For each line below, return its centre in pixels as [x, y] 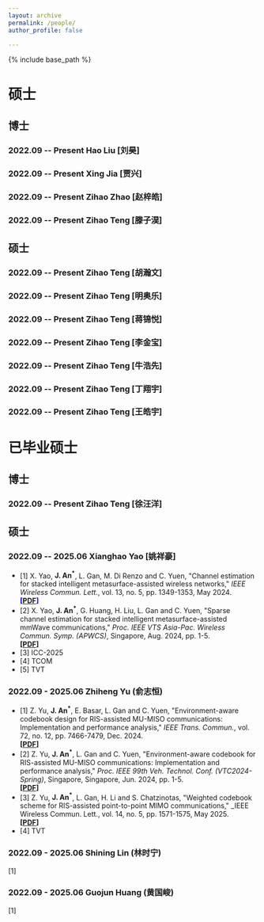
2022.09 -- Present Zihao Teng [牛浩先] [85, 365]
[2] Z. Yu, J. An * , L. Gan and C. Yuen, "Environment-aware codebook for [138, 753]
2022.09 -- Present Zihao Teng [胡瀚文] [85, 272]
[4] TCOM [36, 661]
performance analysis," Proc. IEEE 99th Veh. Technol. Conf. [116, 771]
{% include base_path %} [50, 59]
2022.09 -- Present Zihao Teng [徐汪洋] [85, 504]
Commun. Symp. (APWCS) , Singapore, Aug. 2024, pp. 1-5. [115, 635]
